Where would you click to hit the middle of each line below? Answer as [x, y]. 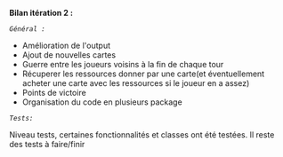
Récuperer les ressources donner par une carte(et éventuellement [143, 74]
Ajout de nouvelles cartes [69, 55]
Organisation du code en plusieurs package [102, 102]
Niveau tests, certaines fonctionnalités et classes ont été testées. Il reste [142, 135]
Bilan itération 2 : [41, 13]
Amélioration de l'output [66, 45]
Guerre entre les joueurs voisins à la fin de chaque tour [123, 64]
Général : [28, 29]
